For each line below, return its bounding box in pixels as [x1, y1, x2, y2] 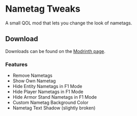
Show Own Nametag [12, 78, 56, 84]
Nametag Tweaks [5, 3, 81, 15]
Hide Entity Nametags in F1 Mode [12, 83, 83, 90]
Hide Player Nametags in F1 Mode [12, 89, 84, 95]
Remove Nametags [12, 72, 53, 79]
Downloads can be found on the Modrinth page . [5, 48, 106, 54]
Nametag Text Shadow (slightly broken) [12, 105, 96, 111]
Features [5, 61, 28, 68]
